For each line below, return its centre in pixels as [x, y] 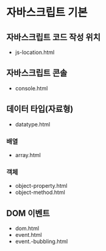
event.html [28, 235]
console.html [31, 88]
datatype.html [33, 124]
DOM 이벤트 [28, 213]
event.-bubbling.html [41, 241]
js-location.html [35, 52]
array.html [28, 155]
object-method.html [40, 192]
